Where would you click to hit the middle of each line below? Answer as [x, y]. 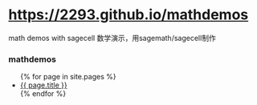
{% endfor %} [43, 94]
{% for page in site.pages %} [68, 77]
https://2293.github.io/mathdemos [128, 15]
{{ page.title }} [43, 85]
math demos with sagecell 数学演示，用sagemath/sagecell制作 [112, 38]
